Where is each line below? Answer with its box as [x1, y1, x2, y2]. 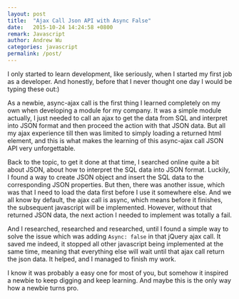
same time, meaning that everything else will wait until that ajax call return [7, 247, 225, 256]
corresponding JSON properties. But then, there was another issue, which [7, 180, 225, 189]
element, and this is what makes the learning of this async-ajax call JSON [7, 136, 224, 145]
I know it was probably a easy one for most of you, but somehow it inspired [7, 268, 228, 277]
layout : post [7, 10, 46, 18]
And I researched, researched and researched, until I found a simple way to [7, 224, 229, 233]
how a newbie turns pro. [7, 283, 79, 292]
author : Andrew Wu [7, 37, 62, 44]
